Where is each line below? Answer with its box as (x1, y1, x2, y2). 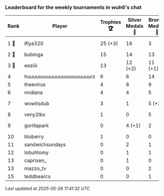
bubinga (24, 51, 43, 58)
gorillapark (24, 122, 49, 129)
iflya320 (24, 40, 44, 47)
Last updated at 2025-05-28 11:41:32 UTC (5, 186, 90, 192)
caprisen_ (24, 157, 47, 164)
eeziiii (24, 62, 38, 69)
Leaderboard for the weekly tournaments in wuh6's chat (5, 4, 142, 11)
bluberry (24, 133, 44, 140)
